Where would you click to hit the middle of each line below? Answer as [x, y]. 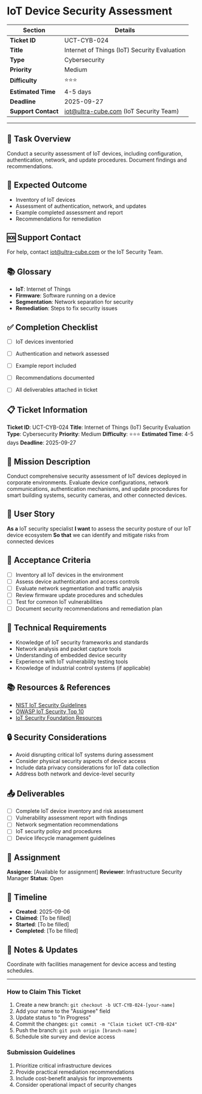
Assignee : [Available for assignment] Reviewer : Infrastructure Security [94, 872]
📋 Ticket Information [47, 410]
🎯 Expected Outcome [47, 185]
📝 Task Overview [39, 139]
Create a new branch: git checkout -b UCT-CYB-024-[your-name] [95, 1005]
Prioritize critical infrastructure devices [64, 1065]
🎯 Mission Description [49, 462]
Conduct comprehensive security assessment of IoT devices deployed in [97, 476]
